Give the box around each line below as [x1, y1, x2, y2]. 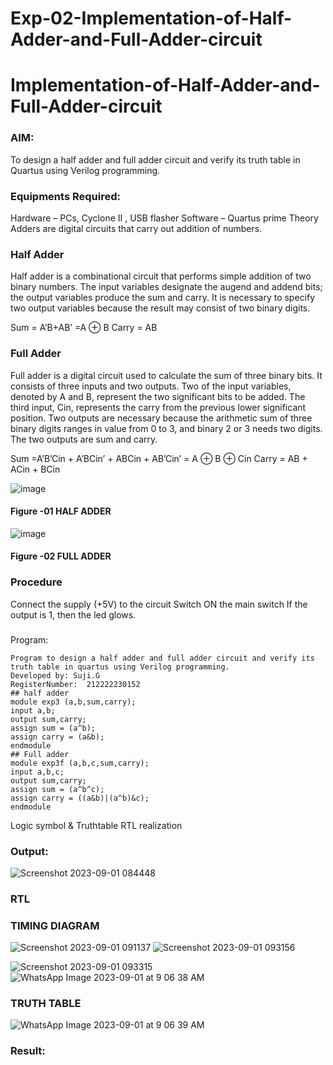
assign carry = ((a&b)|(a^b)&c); [10, 793, 150, 803]
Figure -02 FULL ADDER [10, 550, 112, 562]
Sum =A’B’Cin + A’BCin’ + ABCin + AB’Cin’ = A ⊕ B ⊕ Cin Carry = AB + [10, 452, 308, 464]
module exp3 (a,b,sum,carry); [10, 697, 137, 707]
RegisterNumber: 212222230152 [10, 679, 141, 689]
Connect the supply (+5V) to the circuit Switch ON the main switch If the [10, 598, 308, 610]
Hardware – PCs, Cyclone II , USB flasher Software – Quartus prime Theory [10, 212, 319, 224]
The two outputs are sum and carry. [10, 433, 158, 445]
